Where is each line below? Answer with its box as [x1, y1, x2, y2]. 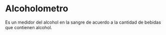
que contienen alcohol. [5, 24, 52, 30]
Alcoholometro [5, 3, 68, 14]
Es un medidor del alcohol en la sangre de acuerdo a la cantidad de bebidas [5, 19, 161, 25]
